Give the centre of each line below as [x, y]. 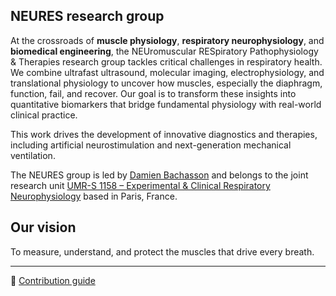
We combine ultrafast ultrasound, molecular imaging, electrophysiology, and [167, 72]
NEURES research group [87, 16]
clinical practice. [44, 115]
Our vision [43, 227]
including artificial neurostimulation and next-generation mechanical [151, 145]
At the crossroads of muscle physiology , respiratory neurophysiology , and [167, 40]
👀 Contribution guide [53, 280]
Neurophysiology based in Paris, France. [94, 196]
